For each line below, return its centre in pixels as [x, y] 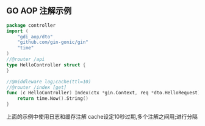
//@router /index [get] [37, 87]
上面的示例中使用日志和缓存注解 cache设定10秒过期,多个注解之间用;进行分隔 [102, 117]
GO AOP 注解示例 [39, 11]
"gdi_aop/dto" [35, 37]
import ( [17, 31]
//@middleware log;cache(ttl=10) [49, 82]
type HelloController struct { [46, 65]
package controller [31, 25]
